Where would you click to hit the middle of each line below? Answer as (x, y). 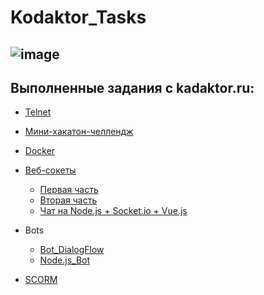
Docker (40, 151)
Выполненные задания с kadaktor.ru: (132, 87)
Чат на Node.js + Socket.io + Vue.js (113, 211)
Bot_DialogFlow (72, 250)
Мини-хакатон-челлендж (79, 132)
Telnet (38, 112)
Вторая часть (68, 200)
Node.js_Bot (65, 260)
